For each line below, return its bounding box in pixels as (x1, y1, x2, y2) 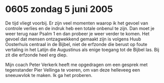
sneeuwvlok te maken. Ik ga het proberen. (5, 72, 93, 78)
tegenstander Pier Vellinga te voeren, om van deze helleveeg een (5, 66, 140, 73)
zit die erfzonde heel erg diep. (5, 51, 68, 58)
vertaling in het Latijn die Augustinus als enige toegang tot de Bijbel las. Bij (5, 46, 159, 52)
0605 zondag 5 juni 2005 (5, 3, 113, 15)
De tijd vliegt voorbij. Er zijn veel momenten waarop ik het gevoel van (5, 20, 148, 26)
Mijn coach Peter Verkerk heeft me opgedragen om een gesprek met (5, 61, 148, 67)
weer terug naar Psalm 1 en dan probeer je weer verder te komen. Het (5, 30, 150, 36)
